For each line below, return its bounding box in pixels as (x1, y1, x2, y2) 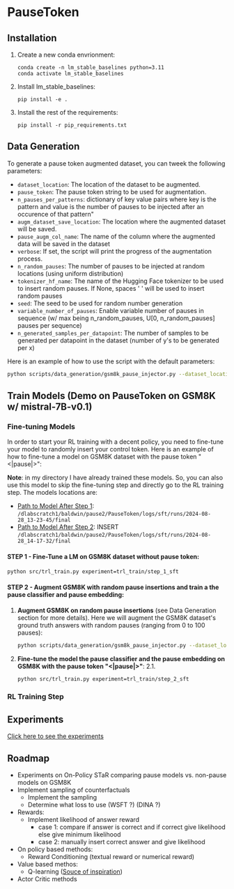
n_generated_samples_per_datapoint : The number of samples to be (17, 328, 209, 337)
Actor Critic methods (17, 874, 78, 883)
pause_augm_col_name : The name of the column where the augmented (17, 232, 216, 240)
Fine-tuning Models (7, 422, 75, 431)
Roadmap (7, 752, 50, 764)
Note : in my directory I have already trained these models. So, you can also (7, 473, 224, 482)
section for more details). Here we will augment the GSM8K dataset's (17, 613, 216, 622)
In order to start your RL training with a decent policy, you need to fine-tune (7, 438, 224, 446)
